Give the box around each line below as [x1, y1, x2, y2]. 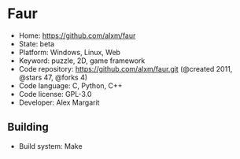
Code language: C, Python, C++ [18, 80, 123, 91]
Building [7, 120, 49, 134]
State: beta [18, 39, 55, 48]
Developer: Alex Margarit [18, 98, 100, 107]
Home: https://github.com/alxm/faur [18, 31, 136, 40]
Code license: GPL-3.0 [18, 89, 92, 98]
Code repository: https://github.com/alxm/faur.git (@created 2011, [18, 64, 233, 73]
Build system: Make [18, 141, 83, 150]
